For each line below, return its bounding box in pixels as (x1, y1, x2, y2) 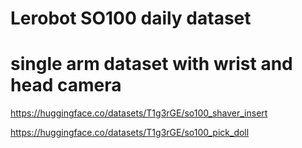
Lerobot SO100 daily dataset (10, 7, 252, 30)
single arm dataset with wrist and (10, 53, 293, 76)
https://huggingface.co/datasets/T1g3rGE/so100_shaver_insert (10, 107, 268, 119)
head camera (10, 74, 122, 97)
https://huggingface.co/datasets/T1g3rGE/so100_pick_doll (10, 127, 250, 139)
